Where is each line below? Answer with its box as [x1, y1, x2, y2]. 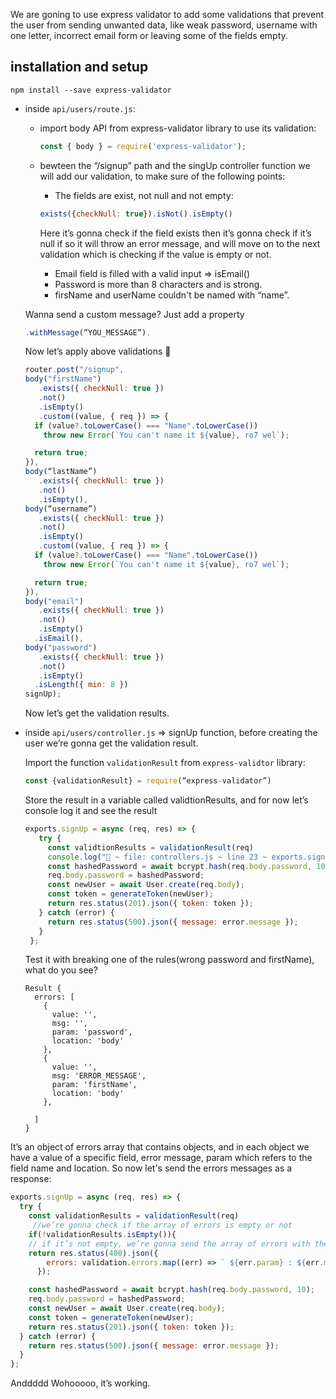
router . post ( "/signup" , [24, 365, 125, 375]
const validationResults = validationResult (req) [28, 1211, 240, 1221]
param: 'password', [51, 1027, 133, 1038]
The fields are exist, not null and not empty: [54, 189, 234, 201]
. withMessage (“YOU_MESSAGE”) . [24, 327, 152, 338]
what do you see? [24, 964, 98, 976]
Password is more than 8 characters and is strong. [54, 278, 263, 290]
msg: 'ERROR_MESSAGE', [51, 1071, 147, 1081]
